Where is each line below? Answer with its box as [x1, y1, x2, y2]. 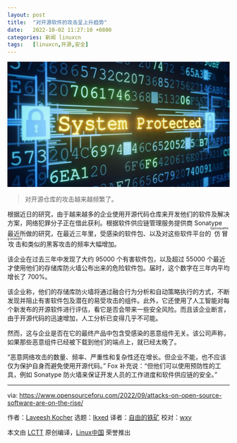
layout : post [7, 11, 46, 18]
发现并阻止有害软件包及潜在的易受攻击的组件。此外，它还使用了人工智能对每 [7, 296, 230, 305]
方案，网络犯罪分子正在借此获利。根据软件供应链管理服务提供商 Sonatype [7, 219, 222, 227]
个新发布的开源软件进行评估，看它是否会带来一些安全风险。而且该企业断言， [7, 305, 230, 313]
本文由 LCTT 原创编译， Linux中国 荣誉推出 [7, 427, 131, 437]
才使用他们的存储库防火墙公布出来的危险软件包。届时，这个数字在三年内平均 [7, 263, 230, 272]
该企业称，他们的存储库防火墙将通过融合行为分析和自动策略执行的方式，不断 [7, 287, 230, 296]
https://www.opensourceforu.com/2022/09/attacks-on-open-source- [19, 391, 222, 399]
